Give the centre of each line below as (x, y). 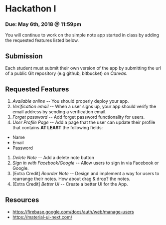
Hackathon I (31, 9)
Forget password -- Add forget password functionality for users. (79, 117)
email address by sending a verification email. (60, 112)
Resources (22, 200)
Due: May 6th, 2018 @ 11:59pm (43, 24)
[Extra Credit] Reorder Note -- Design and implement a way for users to (86, 174)
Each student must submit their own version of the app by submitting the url (83, 68)
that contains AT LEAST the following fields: (58, 128)
